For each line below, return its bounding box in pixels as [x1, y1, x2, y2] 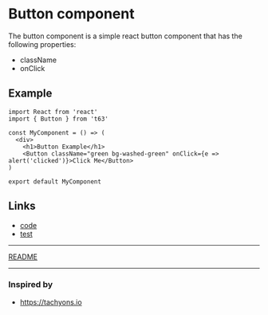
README [8, 252, 38, 262]
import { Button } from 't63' [8, 115, 109, 123]
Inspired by [8, 279, 53, 290]
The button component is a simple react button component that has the [8, 31, 243, 41]
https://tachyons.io [19, 297, 82, 307]
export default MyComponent [8, 177, 102, 186]
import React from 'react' [8, 108, 98, 116]
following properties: [8, 39, 77, 49]
